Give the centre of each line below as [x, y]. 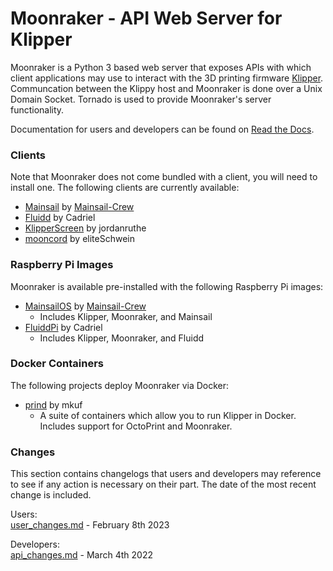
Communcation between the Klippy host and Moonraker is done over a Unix [166, 88]
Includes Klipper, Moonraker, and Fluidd [122, 338]
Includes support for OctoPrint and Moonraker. [136, 426]
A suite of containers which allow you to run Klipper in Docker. [168, 415]
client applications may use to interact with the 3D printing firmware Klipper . [167, 78]
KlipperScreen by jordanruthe [85, 228]
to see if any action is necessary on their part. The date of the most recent [163, 484]
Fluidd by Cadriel [60, 218]
